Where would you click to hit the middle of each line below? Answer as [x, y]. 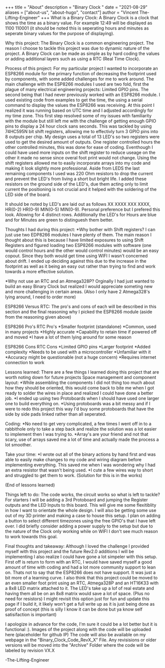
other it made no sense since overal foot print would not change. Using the [81, 158]
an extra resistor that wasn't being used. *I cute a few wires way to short [79, 470]
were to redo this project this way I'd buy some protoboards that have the [80, 409]
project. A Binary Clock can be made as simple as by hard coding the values [82, 53]
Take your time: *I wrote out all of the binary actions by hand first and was [81, 454]
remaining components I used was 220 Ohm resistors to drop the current [79, 173]
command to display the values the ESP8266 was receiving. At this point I [80, 105]
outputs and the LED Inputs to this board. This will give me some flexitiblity [81, 505]
